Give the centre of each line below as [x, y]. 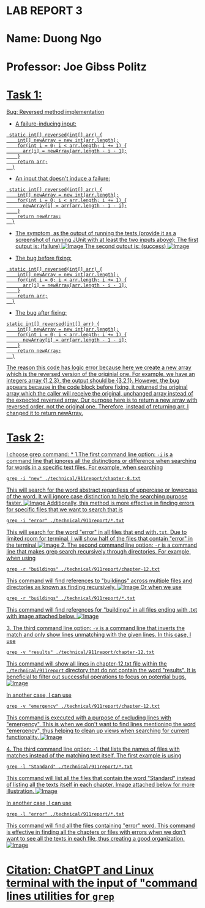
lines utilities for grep [60, 896]
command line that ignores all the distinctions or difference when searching [102, 461]
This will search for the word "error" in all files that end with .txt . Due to [97, 532]
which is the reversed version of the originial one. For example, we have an [101, 373]
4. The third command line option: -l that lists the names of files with [93, 749]
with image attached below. [41, 617]
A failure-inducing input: [46, 124]
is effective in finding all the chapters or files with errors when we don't [96, 832]
